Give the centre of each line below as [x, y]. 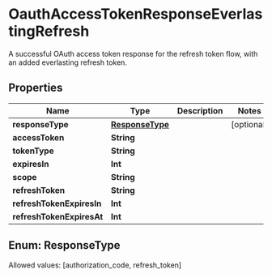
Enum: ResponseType [64, 245]
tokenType [33, 151]
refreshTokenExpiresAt [58, 216]
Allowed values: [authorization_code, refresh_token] [95, 265]
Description [200, 110]
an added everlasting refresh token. [68, 62]
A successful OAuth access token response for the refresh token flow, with [133, 53]
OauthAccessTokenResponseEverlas [136, 14]
